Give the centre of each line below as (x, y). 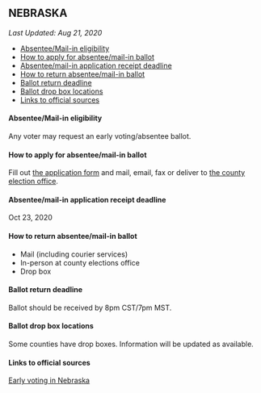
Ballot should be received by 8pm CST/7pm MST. (90, 307)
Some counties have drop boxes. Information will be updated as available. (131, 344)
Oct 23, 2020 (30, 218)
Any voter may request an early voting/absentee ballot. (100, 136)
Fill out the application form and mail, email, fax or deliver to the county (127, 173)
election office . (34, 182)
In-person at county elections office (80, 262)
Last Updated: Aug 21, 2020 (55, 32)
